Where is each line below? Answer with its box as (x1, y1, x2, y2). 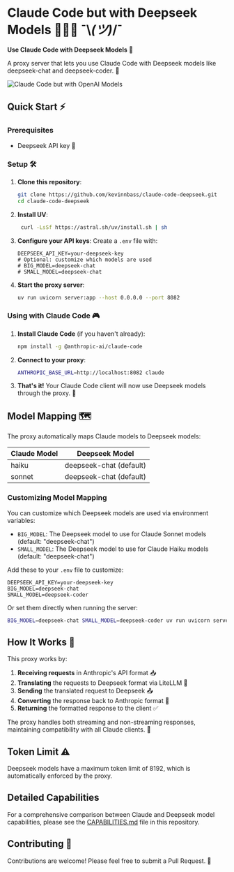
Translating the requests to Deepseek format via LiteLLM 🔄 (17, 679, 188, 687)
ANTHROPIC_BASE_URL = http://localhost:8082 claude (17, 369, 165, 376)
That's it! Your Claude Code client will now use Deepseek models (17, 382, 206, 390)
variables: (7, 516, 36, 524)
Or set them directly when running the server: (7, 603, 138, 612)
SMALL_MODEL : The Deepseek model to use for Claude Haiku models (17, 545, 209, 553)
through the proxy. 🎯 (17, 389, 77, 397)
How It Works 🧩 (7, 636, 75, 648)
